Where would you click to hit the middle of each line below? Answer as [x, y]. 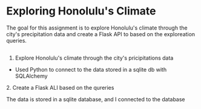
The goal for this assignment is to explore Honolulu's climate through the [97, 28]
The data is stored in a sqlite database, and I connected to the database [96, 99]
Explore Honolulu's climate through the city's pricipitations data [94, 58]
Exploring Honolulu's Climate [81, 11]
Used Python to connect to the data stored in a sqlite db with [91, 70]
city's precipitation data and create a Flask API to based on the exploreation [101, 34]
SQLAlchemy [31, 76]
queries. [17, 40]
